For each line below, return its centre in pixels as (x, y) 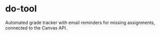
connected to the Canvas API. (36, 27)
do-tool (21, 9)
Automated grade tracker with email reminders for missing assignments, (80, 22)
